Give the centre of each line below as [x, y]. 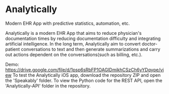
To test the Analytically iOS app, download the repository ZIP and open [87, 75]
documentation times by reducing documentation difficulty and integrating [83, 38]
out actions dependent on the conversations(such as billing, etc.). [74, 55]
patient [13, 49]
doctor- [150, 43]
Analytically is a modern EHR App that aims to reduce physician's [74, 33]
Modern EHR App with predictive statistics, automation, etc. [67, 23]
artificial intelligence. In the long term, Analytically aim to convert [73, 43]
